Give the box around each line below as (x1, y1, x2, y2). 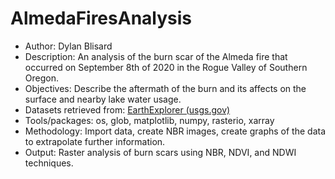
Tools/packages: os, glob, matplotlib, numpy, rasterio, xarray (24, 114, 275, 126)
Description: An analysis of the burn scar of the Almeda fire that (24, 50, 288, 62)
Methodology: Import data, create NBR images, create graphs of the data (24, 125, 327, 137)
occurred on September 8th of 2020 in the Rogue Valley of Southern (24, 61, 308, 73)
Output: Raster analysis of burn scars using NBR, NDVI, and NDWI (24, 146, 297, 158)
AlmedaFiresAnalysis (10, 7, 193, 30)
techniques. (24, 157, 74, 169)
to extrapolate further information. (24, 135, 166, 147)
